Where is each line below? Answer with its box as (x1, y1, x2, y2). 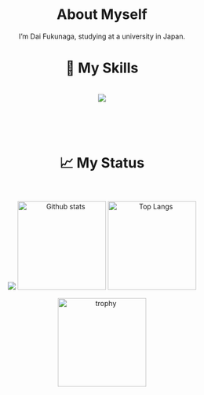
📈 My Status (59, 154, 145, 172)
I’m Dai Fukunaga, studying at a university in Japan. (18, 31, 186, 41)
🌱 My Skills (65, 59, 139, 77)
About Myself (56, 6, 148, 24)
